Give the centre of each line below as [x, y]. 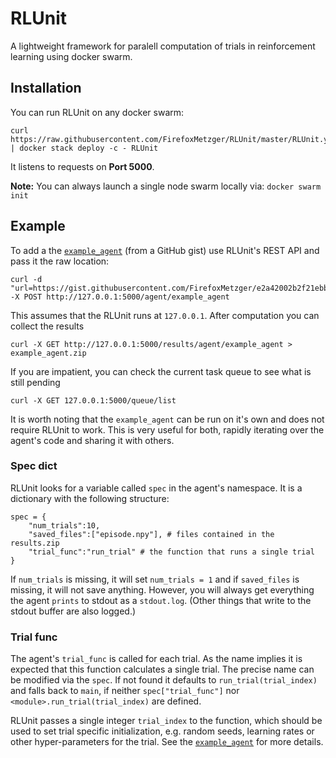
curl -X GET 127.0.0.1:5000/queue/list [93, 400]
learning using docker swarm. [71, 56]
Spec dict [34, 466]
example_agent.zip [48, 353]
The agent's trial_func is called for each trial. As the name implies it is [156, 659]
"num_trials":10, [64, 525]
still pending [35, 382]
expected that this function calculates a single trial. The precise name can [162, 669]
